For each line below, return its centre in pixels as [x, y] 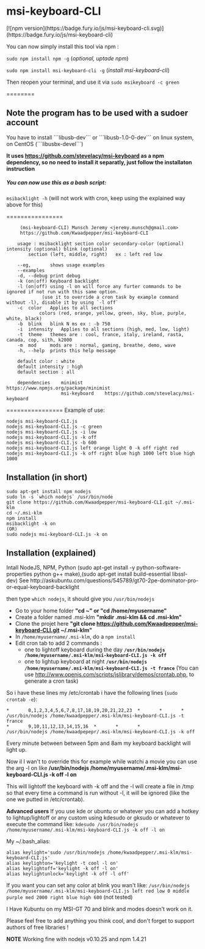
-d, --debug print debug [49, 276]
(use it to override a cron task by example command [110, 297]
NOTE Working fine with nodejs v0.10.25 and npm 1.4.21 [76, 939]
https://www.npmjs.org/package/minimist [59, 388]
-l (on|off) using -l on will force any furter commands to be [99, 286]
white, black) [24, 318]
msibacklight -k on [31, 524]
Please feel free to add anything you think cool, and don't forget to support [100, 921]
